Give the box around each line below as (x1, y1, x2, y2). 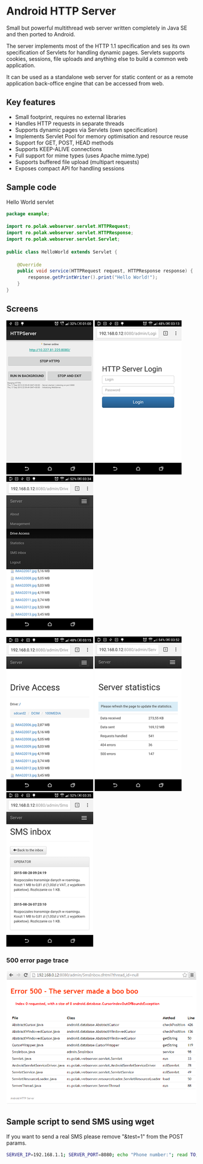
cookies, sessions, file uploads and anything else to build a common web (6, 55, 188, 62)
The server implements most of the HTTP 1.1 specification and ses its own (6, 42, 190, 50)
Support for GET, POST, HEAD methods (14, 139, 114, 146)
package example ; (6, 210, 50, 217)
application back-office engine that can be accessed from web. (6, 80, 164, 87)
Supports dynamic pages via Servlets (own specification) (14, 126, 158, 134)
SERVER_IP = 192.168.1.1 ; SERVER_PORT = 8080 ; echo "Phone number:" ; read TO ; (6, 1151, 199, 1158)
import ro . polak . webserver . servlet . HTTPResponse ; (6, 230, 134, 236)
